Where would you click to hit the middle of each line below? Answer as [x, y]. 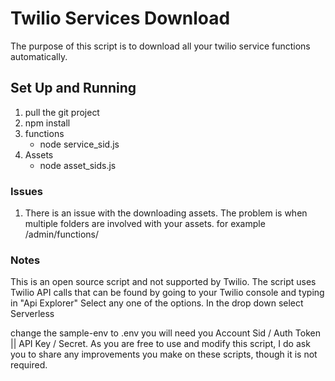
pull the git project [62, 112]
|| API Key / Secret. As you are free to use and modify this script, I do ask [160, 344]
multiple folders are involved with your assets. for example [145, 224]
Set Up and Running [73, 88]
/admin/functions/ [62, 234]
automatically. [39, 56]
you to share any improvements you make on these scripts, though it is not [164, 354]
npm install [47, 123]
